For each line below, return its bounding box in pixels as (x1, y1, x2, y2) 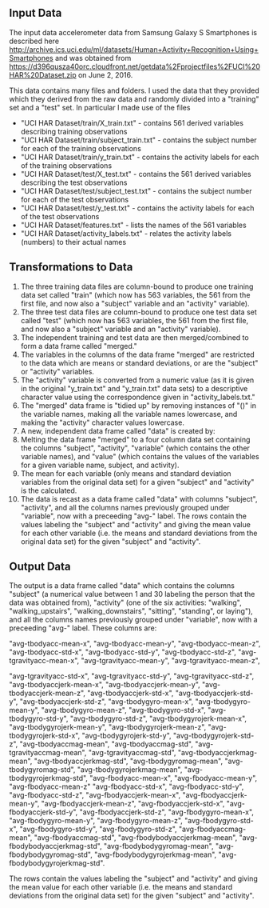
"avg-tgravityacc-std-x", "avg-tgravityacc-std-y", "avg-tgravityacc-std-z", (9, 671, 255, 681)
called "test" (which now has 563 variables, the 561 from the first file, (20, 315, 249, 325)
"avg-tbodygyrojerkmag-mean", (77, 765, 183, 774)
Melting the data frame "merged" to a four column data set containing (20, 434, 251, 444)
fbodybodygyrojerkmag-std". (9, 858, 105, 868)
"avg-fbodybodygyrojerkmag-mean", (93, 850, 217, 859)
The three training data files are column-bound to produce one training (20, 282, 254, 291)
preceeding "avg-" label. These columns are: (9, 623, 157, 633)
